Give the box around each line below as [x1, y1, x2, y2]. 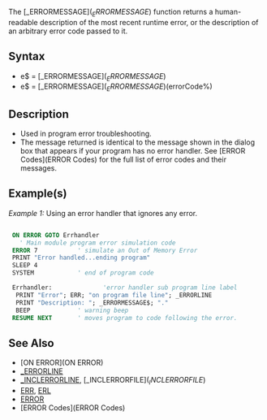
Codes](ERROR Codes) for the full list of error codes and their [19, 154, 227, 165]
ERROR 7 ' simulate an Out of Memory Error [11, 246, 198, 254]
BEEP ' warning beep [15, 306, 129, 314]
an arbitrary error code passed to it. [8, 26, 128, 36]
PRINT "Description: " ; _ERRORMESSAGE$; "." [15, 298, 169, 307]
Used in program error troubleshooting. [19, 129, 152, 139]
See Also [8, 336, 54, 350]
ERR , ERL [19, 386, 51, 396]
